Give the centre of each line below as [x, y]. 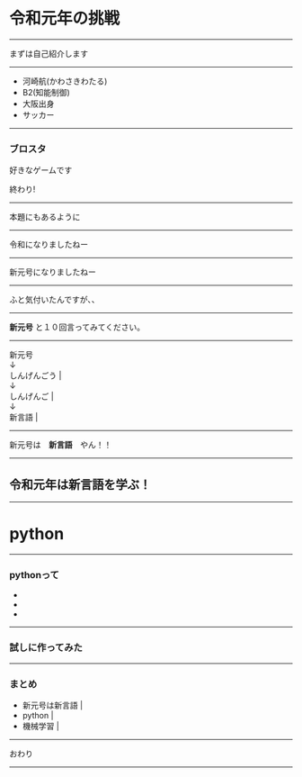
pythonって [35, 574]
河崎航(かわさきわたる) [65, 81]
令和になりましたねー [49, 245]
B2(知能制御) [46, 92]
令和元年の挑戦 [65, 18]
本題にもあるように [45, 217]
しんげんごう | [36, 375]
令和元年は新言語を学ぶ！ [80, 484]
